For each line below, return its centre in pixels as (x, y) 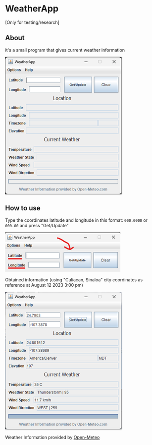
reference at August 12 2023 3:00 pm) (44, 285)
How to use (23, 208)
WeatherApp (32, 9)
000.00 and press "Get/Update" (37, 225)
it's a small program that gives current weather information (65, 50)
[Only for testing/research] (32, 22)
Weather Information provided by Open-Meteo (52, 437)
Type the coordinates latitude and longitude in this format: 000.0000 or (76, 220)
